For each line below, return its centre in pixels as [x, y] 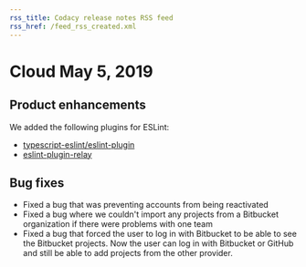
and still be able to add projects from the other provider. [127, 253]
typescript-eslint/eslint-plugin [79, 144]
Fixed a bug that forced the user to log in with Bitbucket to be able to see [159, 234]
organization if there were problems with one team [117, 224]
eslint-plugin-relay [58, 154]
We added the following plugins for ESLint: [90, 127]
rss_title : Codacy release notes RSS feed [91, 18]
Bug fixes [37, 183]
